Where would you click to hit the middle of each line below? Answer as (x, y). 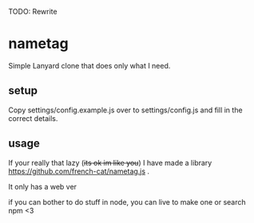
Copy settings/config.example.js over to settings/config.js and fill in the (125, 110)
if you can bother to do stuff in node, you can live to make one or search (127, 201)
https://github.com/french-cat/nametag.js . (79, 171)
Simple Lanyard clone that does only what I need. (89, 65)
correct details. (33, 118)
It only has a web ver (43, 186)
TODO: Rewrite (33, 12)
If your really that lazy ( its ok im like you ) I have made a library (110, 162)
